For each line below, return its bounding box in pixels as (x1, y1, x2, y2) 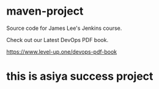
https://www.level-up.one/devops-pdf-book (6, 48, 117, 55)
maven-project (6, 4, 84, 18)
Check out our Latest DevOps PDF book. (6, 36, 109, 43)
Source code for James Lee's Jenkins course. (6, 24, 122, 32)
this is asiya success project (6, 69, 153, 84)
